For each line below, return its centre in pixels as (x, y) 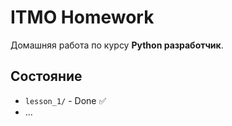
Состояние (46, 76)
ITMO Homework (82, 17)
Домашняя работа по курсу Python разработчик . (117, 45)
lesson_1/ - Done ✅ (65, 100)
